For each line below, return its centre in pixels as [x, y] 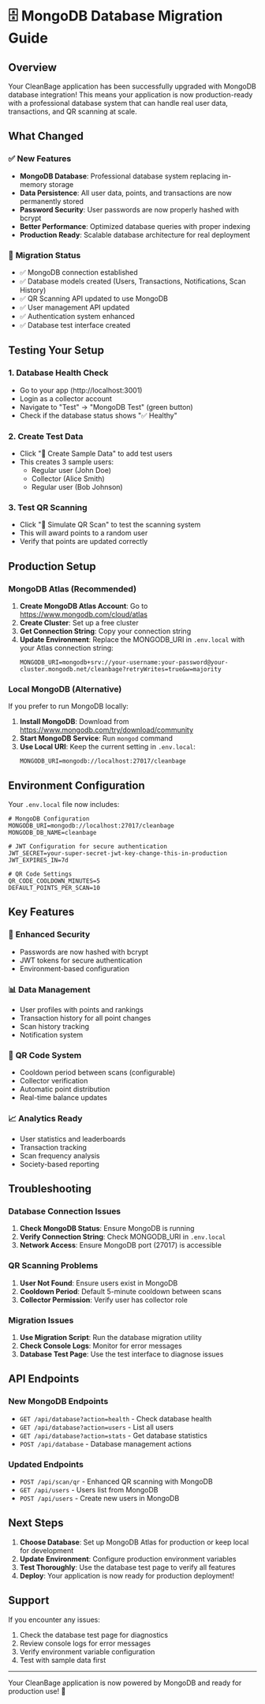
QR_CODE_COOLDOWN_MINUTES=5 [54, 881]
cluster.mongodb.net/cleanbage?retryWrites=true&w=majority [120, 669]
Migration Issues [41, 1320]
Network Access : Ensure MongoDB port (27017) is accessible [121, 1245]
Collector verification [54, 1081]
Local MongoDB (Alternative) [65, 689]
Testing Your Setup [56, 350]
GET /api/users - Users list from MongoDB [89, 1489]
